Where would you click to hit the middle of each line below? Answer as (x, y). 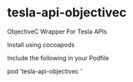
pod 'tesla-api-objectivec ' (45, 71)
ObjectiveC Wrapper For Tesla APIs (57, 31)
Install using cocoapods (41, 44)
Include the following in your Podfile (58, 58)
